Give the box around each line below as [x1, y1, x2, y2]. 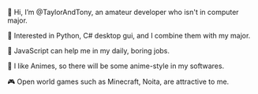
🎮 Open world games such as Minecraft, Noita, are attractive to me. [7, 77, 230, 86]
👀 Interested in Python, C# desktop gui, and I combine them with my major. [7, 31, 251, 40]
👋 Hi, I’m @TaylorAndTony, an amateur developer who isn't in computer [7, 8, 239, 16]
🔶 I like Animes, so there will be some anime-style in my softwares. [7, 61, 225, 70]
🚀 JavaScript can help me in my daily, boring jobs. [7, 46, 170, 55]
